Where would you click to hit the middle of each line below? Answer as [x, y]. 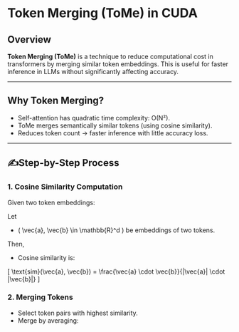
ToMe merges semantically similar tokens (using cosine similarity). [115, 125]
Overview [30, 40]
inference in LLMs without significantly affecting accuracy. [93, 72]
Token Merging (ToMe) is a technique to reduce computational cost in [110, 56]
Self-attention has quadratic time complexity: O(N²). [94, 118]
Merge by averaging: [48, 320]
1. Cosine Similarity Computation [65, 187]
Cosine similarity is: [46, 257]
